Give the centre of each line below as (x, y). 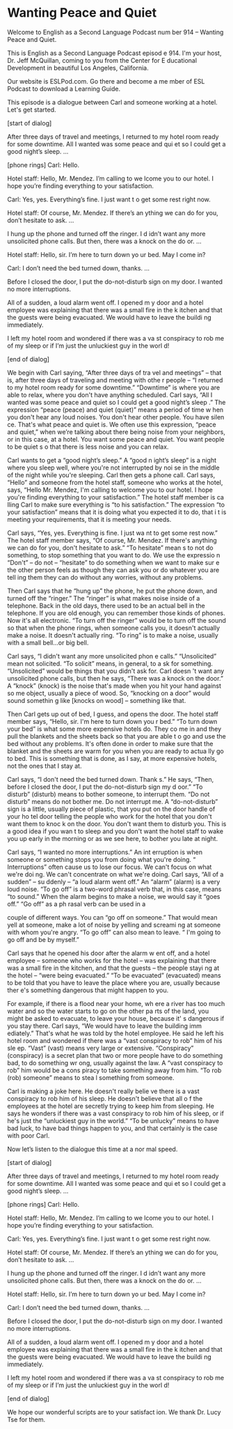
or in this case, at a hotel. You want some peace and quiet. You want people (116, 439)
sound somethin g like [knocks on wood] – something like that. (97, 700)
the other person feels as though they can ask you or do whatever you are (113, 570)
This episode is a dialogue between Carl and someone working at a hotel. (112, 102)
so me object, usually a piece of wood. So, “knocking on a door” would (109, 693)
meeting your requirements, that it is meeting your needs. (89, 519)
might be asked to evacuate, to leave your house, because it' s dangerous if (116, 1018)
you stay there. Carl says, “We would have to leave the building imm (104, 1026)
